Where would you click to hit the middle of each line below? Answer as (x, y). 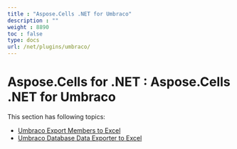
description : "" (33, 21)
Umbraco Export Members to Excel (69, 130)
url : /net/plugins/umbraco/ (49, 47)
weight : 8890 (28, 27)
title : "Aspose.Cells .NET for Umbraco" (70, 14)
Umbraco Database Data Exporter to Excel (80, 138)
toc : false (25, 34)
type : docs (23, 40)
